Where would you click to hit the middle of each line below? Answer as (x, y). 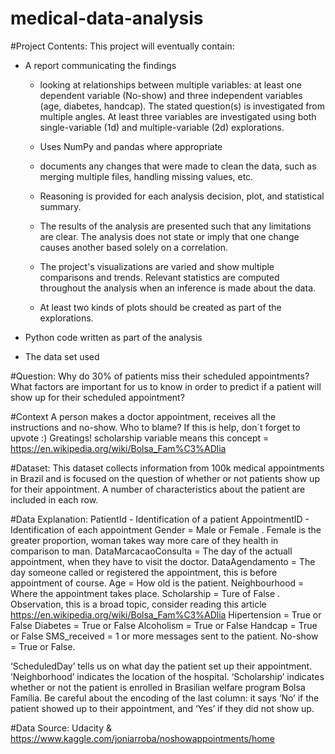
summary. (60, 206)
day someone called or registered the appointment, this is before (144, 572)
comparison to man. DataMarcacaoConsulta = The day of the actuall (151, 551)
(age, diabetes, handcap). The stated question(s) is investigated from (182, 106)
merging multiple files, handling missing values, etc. (146, 176)
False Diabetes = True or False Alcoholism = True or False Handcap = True (164, 625)
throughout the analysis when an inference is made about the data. (178, 288)
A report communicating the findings (100, 65)
